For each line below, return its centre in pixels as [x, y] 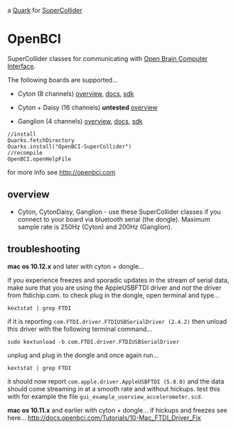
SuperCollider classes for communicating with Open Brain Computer [108, 58]
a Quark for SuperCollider [45, 10]
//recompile [25, 153]
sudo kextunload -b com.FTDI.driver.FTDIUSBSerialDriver [93, 342]
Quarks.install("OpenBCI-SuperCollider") [70, 146]
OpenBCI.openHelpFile [39, 159]
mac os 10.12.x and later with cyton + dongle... [76, 266]
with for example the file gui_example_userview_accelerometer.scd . [105, 396]
